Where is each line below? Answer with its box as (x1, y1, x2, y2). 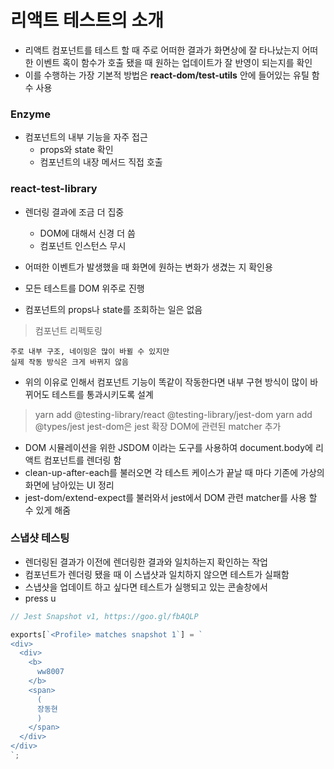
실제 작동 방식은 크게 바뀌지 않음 (10, 357, 129, 367)
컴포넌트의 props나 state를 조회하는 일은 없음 (24, 303, 203, 315)
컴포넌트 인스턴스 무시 (39, 239, 127, 251)
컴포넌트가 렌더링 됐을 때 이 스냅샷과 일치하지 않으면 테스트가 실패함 (24, 568, 290, 580)
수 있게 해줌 (24, 504, 72, 516)
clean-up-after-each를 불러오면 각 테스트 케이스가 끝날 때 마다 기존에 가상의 (24, 466, 325, 478)
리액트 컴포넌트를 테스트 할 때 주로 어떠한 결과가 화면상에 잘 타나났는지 (24, 44, 300, 56)
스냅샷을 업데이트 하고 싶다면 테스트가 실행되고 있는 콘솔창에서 (24, 581, 268, 593)
